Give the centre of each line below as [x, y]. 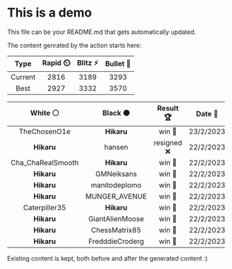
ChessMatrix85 [116, 230]
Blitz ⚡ [88, 62]
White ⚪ [45, 113]
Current [23, 77]
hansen [116, 147]
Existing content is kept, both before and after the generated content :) [108, 258]
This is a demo [49, 13]
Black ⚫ [116, 113]
